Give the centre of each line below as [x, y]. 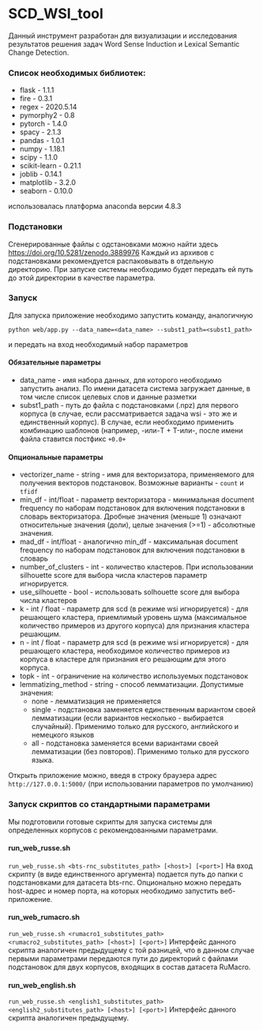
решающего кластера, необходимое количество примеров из [125, 651]
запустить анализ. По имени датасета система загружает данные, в [135, 389]
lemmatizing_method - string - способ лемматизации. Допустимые [131, 685]
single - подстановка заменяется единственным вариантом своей [143, 710]
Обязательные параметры [54, 362]
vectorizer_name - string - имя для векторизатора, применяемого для [137, 474]
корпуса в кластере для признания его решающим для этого [123, 659]
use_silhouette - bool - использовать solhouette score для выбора [130, 592]
